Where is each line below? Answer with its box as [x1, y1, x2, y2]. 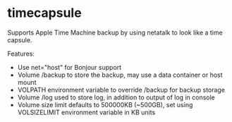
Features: [7, 49, 35, 58]
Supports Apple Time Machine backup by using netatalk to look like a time [7, 28, 224, 37]
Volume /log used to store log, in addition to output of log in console [17, 93, 215, 102]
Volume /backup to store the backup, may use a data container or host [17, 71, 224, 79]
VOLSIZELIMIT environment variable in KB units [17, 108, 156, 116]
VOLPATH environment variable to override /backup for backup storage [17, 85, 226, 94]
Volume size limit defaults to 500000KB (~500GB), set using [17, 100, 193, 109]
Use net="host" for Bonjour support [17, 63, 122, 71]
